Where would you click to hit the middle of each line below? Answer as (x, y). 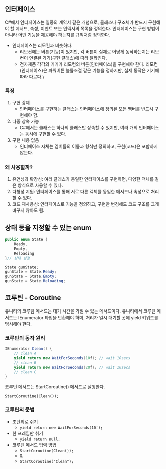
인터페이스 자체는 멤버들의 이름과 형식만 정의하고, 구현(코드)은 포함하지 (89, 146)
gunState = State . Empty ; (31, 277)
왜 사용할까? (19, 167)
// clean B (25, 363)
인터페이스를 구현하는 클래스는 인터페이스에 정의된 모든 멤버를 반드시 (87, 109)
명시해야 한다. (19, 324)
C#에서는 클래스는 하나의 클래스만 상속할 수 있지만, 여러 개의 (79, 128)
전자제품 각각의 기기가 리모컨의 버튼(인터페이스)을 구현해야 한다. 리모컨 (89, 64)
